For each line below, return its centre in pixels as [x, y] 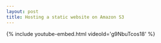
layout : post [22, 11]
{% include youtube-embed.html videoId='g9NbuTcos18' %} [81, 34]
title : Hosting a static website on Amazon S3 [65, 17]
